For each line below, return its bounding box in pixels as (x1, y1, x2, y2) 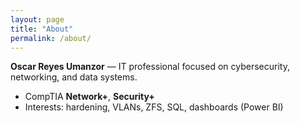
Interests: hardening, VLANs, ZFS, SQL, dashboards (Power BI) (24, 101, 284, 113)
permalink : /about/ (10, 33, 92, 43)
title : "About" (10, 24, 74, 34)
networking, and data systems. (10, 71, 138, 83)
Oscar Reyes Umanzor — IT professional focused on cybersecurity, (10, 61, 290, 73)
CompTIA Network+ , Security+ (24, 91, 155, 103)
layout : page (10, 14, 65, 25)
